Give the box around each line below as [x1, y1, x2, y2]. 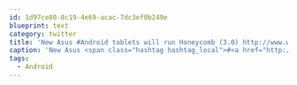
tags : [9, 54, 29, 63]
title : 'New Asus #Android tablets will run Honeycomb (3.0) [9, 37, 240, 47]
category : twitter [9, 29, 77, 38]
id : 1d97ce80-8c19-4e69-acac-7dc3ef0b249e [9, 12, 168, 22]
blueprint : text [9, 21, 69, 30]
